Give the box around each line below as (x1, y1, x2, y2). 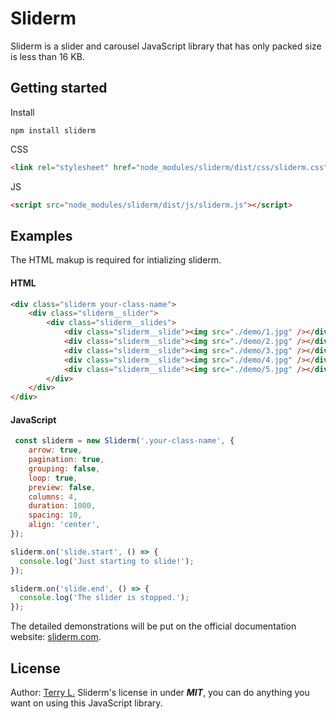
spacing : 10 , (28, 510, 83, 521)
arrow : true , (28, 445, 83, 456)
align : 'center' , (28, 520, 101, 530)
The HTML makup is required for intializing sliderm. (10, 254, 222, 266)
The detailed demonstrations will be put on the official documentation (10, 620, 297, 632)
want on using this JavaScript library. (10, 697, 163, 709)
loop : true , (28, 473, 78, 483)
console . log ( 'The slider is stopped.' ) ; (19, 593, 190, 603)
